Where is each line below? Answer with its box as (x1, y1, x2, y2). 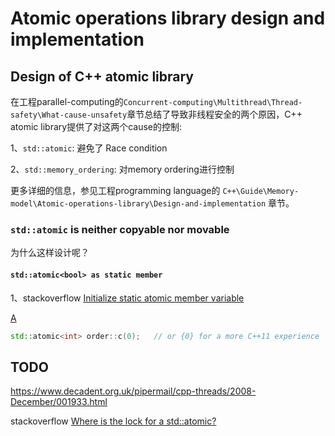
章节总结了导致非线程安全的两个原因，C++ (126, 108, 303, 120)
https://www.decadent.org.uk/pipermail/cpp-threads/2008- (10, 385, 257, 397)
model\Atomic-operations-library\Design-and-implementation (10, 199, 267, 209)
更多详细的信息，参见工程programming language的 (10, 185, 221, 196)
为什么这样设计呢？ (10, 247, 90, 259)
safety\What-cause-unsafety (10, 110, 128, 120)
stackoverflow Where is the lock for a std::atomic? (10, 415, 217, 427)
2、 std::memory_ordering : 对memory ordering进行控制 (10, 163, 235, 175)
